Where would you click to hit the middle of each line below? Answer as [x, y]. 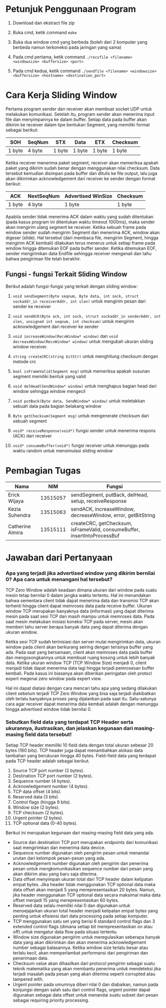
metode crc [24, 361]
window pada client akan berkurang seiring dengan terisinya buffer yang [79, 647]
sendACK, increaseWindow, [103, 509]
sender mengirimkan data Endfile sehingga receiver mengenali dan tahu [79, 253]
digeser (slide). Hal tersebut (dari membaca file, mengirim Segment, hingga [82, 238]
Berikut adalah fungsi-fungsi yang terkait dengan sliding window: [72, 286]
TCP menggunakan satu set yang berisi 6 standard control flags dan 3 [84, 921]
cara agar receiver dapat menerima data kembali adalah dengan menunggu [82, 704]
